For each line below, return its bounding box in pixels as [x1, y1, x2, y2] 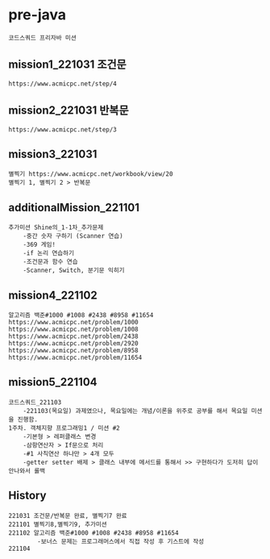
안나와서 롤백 [8, 466, 46, 475]
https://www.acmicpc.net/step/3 [8, 125, 117, 134]
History [8, 489, 47, 503]
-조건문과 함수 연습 [23, 258, 78, 266]
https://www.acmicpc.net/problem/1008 [8, 325, 139, 333]
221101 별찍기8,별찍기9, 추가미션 [8, 520, 107, 528]
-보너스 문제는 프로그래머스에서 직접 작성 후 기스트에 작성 [37, 537, 205, 545]
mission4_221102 [8, 288, 98, 302]
